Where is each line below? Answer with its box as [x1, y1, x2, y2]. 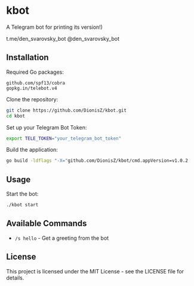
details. [6, 274, 24, 281]
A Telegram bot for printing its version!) [6, 23, 103, 31]
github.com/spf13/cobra [6, 80, 66, 86]
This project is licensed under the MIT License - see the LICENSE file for [6, 267, 184, 275]
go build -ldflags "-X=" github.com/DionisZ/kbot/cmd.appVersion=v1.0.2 [6, 158, 188, 164]
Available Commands [6, 218, 87, 228]
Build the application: [6, 146, 58, 153]
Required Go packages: [6, 68, 64, 76]
